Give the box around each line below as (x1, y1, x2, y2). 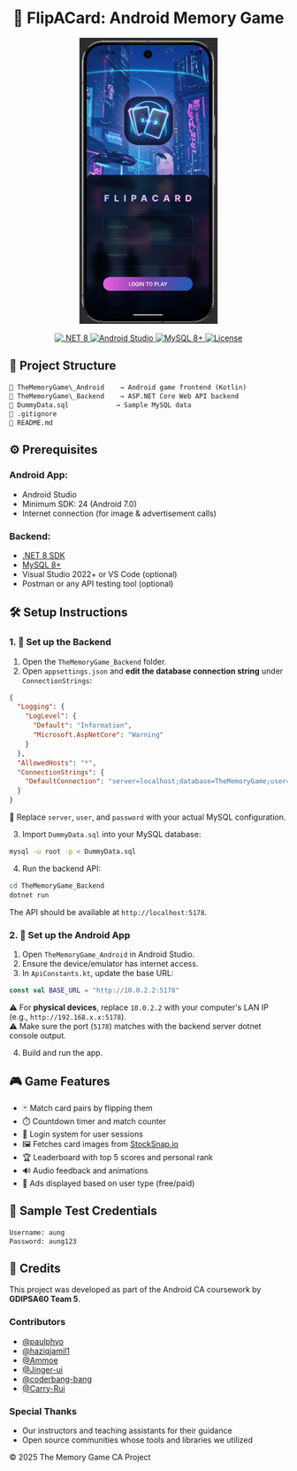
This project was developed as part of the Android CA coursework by (9, 1284, 262, 1295)
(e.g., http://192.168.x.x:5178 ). (9, 1011, 126, 1021)
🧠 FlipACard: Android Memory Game (12, 8, 285, 28)
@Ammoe (21, 1354, 59, 1366)
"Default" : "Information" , (32, 721, 133, 730)
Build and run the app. (21, 1047, 103, 1058)
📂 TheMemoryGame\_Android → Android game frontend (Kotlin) (9, 382, 247, 392)
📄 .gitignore (9, 409, 57, 419)
